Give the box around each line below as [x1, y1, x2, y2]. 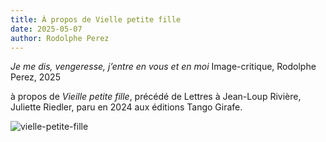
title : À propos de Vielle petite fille [10, 14, 182, 25]
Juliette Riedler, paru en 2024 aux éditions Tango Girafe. [10, 101, 243, 113]
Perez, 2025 [10, 71, 61, 83]
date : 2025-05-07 [10, 24, 83, 34]
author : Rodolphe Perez [10, 33, 110, 43]
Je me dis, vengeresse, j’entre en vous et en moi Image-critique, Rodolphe [10, 61, 317, 73]
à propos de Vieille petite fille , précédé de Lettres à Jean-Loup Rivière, [10, 91, 302, 103]
